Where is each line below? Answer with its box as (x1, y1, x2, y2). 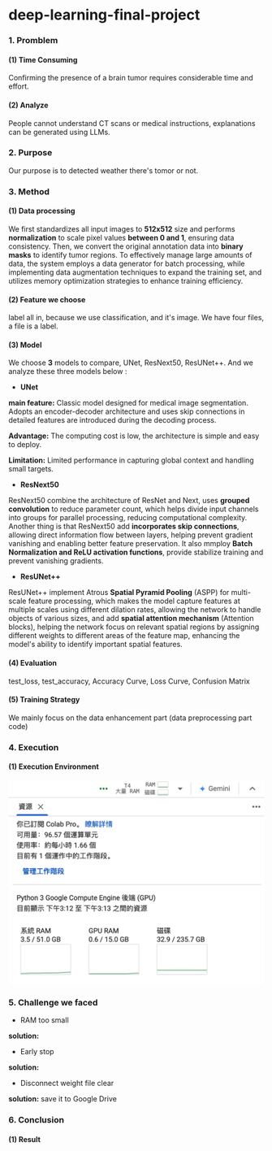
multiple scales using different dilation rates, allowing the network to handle (8, 605, 261, 615)
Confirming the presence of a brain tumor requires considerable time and (8, 73, 253, 83)
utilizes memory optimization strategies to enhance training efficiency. (8, 276, 244, 285)
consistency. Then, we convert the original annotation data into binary (8, 241, 244, 251)
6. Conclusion (8, 1114, 65, 1126)
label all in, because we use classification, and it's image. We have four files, (8, 313, 265, 323)
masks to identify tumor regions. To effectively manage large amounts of (8, 250, 253, 259)
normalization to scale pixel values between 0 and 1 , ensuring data (8, 232, 235, 242)
